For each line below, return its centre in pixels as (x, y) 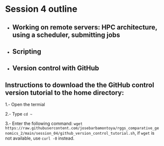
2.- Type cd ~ (19, 114)
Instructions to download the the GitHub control (80, 85)
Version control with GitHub (55, 68)
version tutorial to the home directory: (65, 93)
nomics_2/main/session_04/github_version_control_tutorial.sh (70, 134)
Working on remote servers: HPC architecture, (85, 27)
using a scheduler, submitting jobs (66, 35)
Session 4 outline (41, 9)
